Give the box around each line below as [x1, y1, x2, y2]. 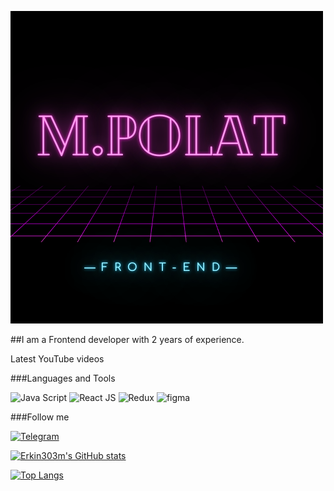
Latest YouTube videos [10, 353, 105, 365]
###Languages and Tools [10, 372, 116, 384]
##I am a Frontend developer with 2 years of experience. [10, 334, 245, 345]
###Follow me [10, 411, 70, 423]
